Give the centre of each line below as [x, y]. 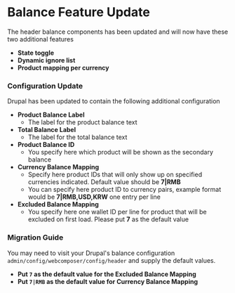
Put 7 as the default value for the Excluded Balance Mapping [107, 274]
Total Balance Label [46, 130]
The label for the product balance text [83, 122]
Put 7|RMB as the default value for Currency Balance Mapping [108, 281]
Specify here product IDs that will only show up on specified [115, 175]
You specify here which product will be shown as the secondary [121, 152]
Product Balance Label [51, 115]
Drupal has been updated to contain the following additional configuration [114, 101]
